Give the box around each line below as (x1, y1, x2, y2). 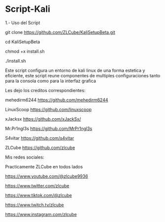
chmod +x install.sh (5, 48, 45, 54)
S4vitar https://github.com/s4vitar (5, 135, 74, 141)
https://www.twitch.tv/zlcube (5, 202, 64, 208)
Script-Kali (5, 3, 51, 15)
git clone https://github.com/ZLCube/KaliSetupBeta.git (5, 29, 116, 35)
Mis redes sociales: (5, 154, 44, 160)
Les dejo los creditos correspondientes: (5, 87, 86, 93)
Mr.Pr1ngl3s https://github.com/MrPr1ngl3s (5, 126, 93, 131)
